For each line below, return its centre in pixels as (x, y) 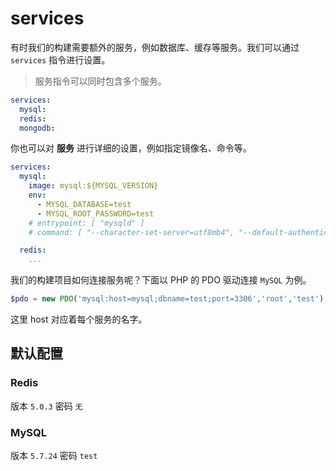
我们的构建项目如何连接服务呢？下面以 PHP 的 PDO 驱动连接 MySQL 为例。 (161, 280)
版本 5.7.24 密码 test (54, 456)
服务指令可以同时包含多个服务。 (100, 81)
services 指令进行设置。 (60, 59)
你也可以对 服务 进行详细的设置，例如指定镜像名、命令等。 (131, 148)
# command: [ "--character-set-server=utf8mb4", (131, 232)
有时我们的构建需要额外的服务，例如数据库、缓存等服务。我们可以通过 (155, 47)
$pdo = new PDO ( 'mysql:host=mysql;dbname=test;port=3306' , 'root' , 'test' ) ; (169, 299)
